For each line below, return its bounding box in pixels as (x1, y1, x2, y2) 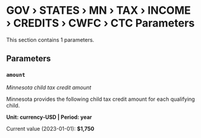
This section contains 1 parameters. (6, 36, 94, 43)
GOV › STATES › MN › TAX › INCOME (6, 4, 191, 17)
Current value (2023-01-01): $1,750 (6, 125, 94, 132)
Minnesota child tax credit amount (6, 83, 91, 91)
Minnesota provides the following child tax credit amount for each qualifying (6, 95, 196, 103)
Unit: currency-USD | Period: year (6, 113, 92, 121)
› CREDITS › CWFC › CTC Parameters (6, 16, 195, 30)
